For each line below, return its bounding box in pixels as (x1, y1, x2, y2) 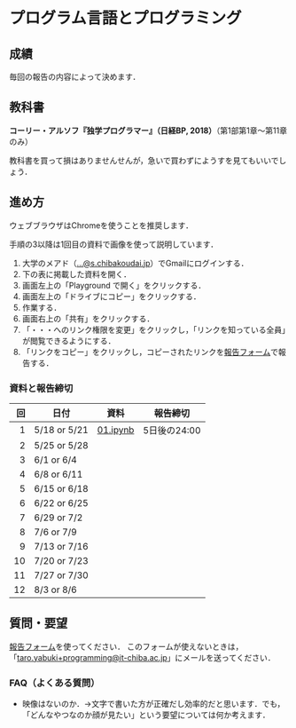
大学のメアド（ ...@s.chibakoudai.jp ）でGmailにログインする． (21, 257, 249, 268)
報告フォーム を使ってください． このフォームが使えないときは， (9, 641, 244, 652)
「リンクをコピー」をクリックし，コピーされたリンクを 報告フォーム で (21, 346, 279, 357)
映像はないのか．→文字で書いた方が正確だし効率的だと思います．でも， (21, 699, 285, 709)
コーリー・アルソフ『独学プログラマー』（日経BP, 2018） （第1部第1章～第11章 (9, 125, 288, 136)
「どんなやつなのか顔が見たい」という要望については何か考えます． (21, 709, 270, 720)
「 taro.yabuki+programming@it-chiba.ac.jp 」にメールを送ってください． (9, 652, 276, 662)
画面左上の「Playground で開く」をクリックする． (21, 280, 206, 290)
